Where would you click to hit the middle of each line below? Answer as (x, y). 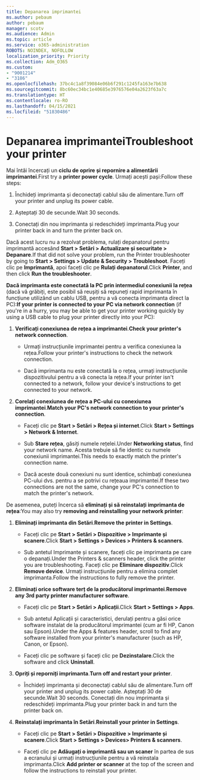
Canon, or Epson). (46, 644)
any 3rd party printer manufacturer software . (72, 595)
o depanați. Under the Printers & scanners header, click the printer (105, 558)
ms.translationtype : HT (36, 95)
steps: (14, 183)
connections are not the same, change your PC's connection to (101, 487)
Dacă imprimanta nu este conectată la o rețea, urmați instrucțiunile (106, 371)
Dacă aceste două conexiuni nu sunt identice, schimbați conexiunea (107, 474)
